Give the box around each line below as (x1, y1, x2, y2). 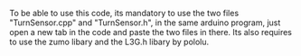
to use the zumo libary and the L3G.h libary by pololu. (9, 36, 210, 47)
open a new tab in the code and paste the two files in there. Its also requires (9, 27, 292, 37)
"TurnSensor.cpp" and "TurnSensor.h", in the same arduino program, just (9, 17, 281, 28)
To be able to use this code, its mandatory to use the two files (9, 8, 240, 18)
